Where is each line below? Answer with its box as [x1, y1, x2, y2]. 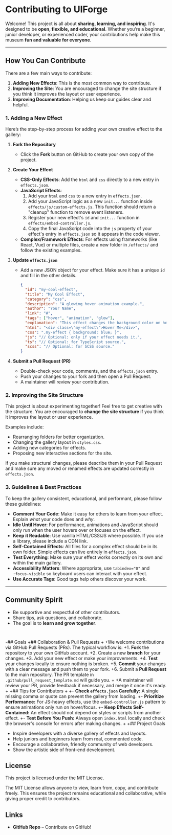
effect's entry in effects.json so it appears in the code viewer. [28, 231, 160, 237]
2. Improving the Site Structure [5, 392, 83, 399]
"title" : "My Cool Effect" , [25, 291, 85, 297]
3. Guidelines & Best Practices [5, 484, 82, 491]
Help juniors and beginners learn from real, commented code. [12, 735, 143, 742]
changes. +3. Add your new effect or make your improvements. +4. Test [5, 655, 158, 661]
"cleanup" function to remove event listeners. [28, 209, 124, 215]
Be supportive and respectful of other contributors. [12, 609, 120, 615]
